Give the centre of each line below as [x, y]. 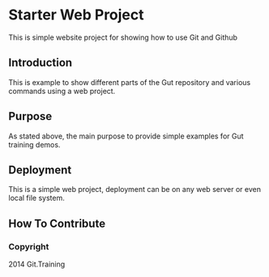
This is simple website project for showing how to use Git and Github [123, 37]
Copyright [29, 246]
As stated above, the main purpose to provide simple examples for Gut [126, 136]
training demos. [34, 144]
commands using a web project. [62, 91]
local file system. [36, 198]
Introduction [41, 63]
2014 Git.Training [37, 264]
